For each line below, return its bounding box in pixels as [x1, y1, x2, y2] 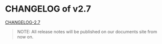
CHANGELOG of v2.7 [5, 3, 92, 15]
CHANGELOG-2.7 [5, 19, 41, 25]
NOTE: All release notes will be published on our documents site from [17, 29, 158, 34]
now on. [17, 34, 34, 40]
